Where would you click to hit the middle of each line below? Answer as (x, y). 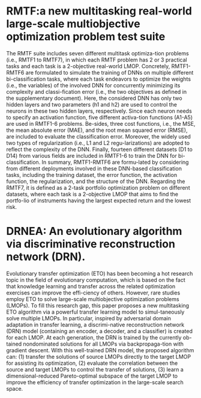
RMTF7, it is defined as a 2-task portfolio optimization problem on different (98, 187)
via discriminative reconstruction (91, 244)
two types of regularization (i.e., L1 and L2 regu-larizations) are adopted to (98, 143)
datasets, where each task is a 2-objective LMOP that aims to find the (92, 194)
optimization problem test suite (86, 37)
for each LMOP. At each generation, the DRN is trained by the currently (94, 337)
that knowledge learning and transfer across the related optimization (91, 286)
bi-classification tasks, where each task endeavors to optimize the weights (98, 79)
